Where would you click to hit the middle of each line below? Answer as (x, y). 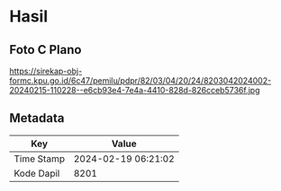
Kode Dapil (37, 173)
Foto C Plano (45, 50)
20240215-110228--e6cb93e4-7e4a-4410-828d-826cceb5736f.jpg (135, 90)
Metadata (37, 118)
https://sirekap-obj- (46, 71)
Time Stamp (40, 159)
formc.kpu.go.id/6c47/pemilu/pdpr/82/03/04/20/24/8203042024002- (140, 81)
